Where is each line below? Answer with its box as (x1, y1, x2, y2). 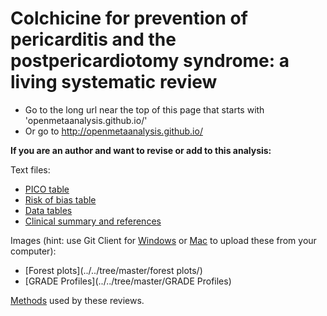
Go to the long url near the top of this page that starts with (24, 103, 265, 116)
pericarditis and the (10, 28, 177, 51)
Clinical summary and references (24, 215, 162, 227)
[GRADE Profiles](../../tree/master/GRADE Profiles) (24, 275, 232, 287)
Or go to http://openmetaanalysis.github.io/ (24, 125, 203, 137)
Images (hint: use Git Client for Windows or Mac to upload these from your (10, 234, 317, 246)
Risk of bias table (24, 193, 97, 206)
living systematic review (10, 71, 218, 94)
